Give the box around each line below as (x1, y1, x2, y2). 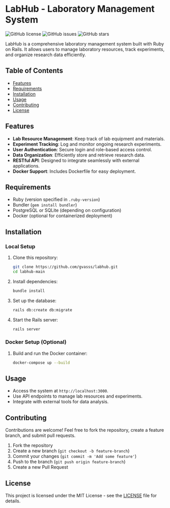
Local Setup (5, 243, 36, 250)
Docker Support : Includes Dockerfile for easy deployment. (12, 168, 136, 174)
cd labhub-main (12, 269, 45, 274)
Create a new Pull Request (12, 464, 69, 470)
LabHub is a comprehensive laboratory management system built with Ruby (5, 40, 164, 47)
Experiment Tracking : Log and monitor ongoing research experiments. (12, 141, 162, 147)
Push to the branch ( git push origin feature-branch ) (12, 458, 126, 465)
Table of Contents (5, 66, 64, 75)
